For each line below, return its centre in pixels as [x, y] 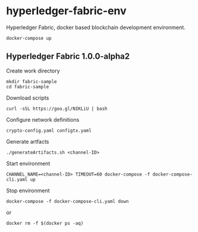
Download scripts [28, 98]
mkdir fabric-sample [32, 81]
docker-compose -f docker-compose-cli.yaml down [67, 201]
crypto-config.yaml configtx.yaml [49, 131]
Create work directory [33, 71]
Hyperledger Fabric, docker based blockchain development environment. [96, 27]
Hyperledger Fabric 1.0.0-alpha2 [68, 57]
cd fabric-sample [28, 87]
